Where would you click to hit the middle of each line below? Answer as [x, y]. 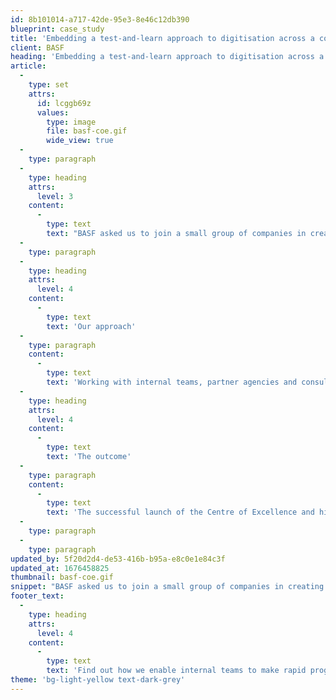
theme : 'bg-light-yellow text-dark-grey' [98, 680]
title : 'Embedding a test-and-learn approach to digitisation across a [162, 38]
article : [28, 66]
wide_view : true [80, 141]
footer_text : [37, 596]
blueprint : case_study [57, 29]
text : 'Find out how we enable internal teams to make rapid [176, 671]
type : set [49, 85]
